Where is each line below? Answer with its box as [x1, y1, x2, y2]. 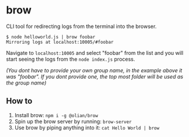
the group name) [6, 79, 47, 86]
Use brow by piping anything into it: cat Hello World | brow [14, 124, 160, 131]
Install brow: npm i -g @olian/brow [14, 111, 98, 118]
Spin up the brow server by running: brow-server [14, 118, 132, 125]
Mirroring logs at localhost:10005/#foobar [6, 39, 114, 45]
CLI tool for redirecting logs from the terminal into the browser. [6, 23, 157, 30]
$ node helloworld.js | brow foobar [6, 34, 95, 40]
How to [6, 96, 33, 106]
